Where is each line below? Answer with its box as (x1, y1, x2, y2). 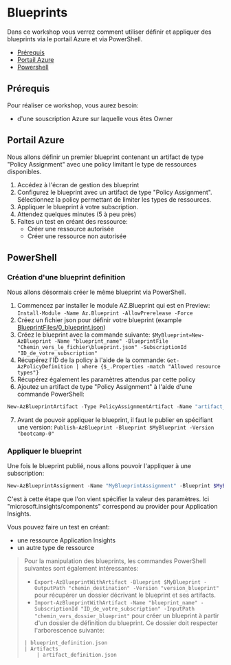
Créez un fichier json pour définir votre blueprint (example (16, 316, 182, 324)
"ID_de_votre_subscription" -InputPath (80, 606, 195, 613)
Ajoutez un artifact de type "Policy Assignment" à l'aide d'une (16, 383, 192, 391)
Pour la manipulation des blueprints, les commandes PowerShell (23, 557, 206, 565)
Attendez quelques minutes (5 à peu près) (16, 210, 137, 218)
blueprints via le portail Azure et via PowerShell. (7, 34, 143, 43)
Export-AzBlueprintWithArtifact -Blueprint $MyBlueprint (34, 579, 201, 586)
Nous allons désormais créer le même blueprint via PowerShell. (7, 288, 187, 297)
